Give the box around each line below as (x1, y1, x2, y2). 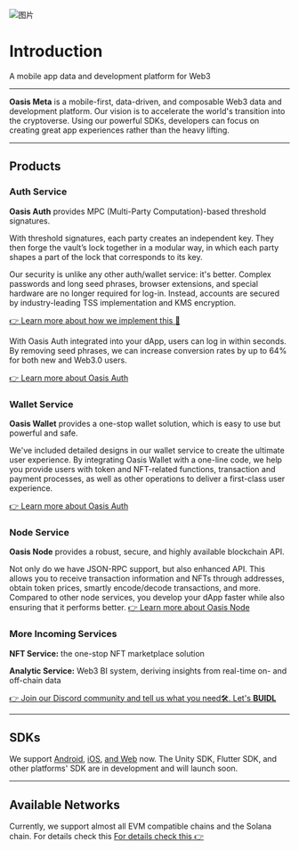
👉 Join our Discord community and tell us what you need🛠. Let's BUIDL (9, 692, 277, 703)
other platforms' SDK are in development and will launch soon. (9, 763, 238, 774)
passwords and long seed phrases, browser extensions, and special (9, 278, 259, 289)
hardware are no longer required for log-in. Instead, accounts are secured (9, 288, 280, 298)
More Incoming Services (9, 628, 117, 641)
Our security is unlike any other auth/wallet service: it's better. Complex (9, 268, 271, 280)
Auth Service (9, 185, 68, 198)
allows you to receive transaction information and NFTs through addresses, (9, 573, 285, 584)
